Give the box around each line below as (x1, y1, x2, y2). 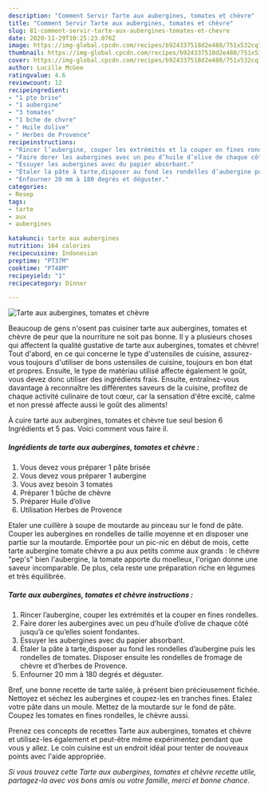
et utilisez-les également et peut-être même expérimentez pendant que (8, 735, 243, 744)
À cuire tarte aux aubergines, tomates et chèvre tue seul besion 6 (8, 415, 223, 425)
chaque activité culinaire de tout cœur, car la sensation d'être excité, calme (8, 391, 255, 401)
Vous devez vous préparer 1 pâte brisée (19, 463, 151, 472)
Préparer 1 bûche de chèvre (19, 488, 112, 498)
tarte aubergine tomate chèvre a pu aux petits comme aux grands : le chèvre (8, 546, 260, 556)
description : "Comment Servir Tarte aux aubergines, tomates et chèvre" (8, 11, 255, 20)
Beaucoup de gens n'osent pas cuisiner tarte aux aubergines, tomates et (8, 323, 247, 333)
